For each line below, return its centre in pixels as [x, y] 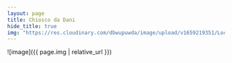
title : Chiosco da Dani [41, 20]
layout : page [26, 13]
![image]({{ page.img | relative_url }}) [60, 52]
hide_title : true [32, 26]
